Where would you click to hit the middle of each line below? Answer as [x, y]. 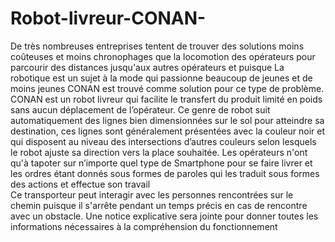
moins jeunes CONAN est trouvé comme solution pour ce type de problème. [167, 88]
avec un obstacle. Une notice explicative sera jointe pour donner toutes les [164, 216]
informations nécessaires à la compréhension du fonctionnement [144, 226]
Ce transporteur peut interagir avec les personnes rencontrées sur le [152, 194]
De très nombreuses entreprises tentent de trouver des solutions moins [157, 46]
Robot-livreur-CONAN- [108, 18]
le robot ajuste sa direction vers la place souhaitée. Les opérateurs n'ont [159, 152]
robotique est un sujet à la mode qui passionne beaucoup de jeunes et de [161, 78]
